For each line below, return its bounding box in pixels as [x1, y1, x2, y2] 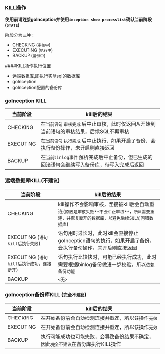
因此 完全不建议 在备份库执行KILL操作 [41, 341, 121, 348]
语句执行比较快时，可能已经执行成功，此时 [58, 253, 157, 260]
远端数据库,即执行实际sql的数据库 [12, 73, 80, 79]
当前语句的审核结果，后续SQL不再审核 [41, 128, 129, 135]
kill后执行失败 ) [7, 240, 41, 247]
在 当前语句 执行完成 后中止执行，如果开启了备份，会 [41, 137, 156, 144]
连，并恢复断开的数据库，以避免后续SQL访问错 [58, 215, 150, 221]
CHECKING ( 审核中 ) [12, 42, 51, 48]
